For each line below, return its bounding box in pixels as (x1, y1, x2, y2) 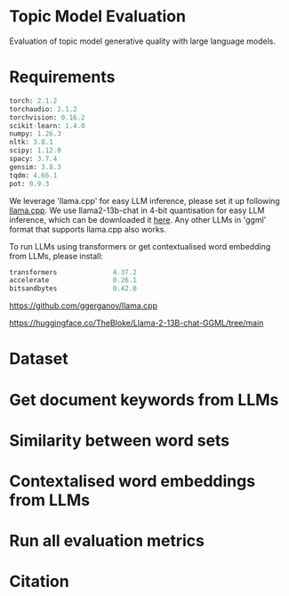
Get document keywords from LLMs (9, 389, 279, 410)
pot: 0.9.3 (9, 179, 50, 188)
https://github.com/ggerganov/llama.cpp (9, 300, 158, 311)
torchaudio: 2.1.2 (9, 104, 77, 113)
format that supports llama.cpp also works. (9, 224, 167, 234)
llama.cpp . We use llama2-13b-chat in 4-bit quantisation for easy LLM (9, 205, 265, 216)
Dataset (9, 349, 68, 369)
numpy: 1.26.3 (9, 129, 62, 139)
